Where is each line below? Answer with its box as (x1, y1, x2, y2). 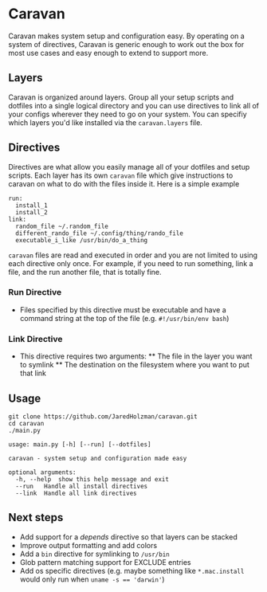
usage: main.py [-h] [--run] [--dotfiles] (8, 440, 151, 449)
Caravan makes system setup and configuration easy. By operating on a (8, 31, 245, 41)
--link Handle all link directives (15, 489, 137, 497)
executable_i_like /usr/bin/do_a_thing (15, 236, 148, 244)
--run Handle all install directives (15, 482, 148, 490)
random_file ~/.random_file (15, 222, 109, 230)
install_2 (15, 208, 48, 216)
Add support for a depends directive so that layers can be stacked (19, 531, 238, 542)
